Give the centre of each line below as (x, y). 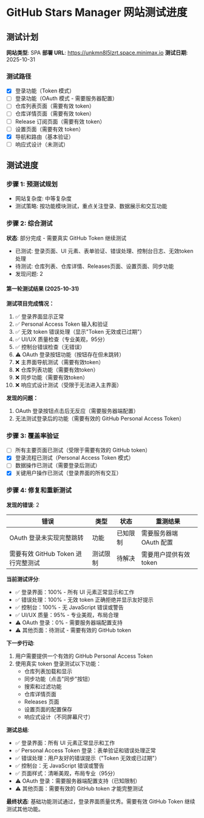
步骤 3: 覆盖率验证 (33, 435)
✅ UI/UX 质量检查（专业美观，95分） (61, 339)
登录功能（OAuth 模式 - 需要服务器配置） (66, 99)
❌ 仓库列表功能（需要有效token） (57, 370)
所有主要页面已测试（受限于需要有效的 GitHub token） (83, 450)
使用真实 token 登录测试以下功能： (58, 663)
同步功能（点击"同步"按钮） (59, 679)
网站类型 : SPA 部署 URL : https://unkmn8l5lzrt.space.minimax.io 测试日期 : (97, 53)
